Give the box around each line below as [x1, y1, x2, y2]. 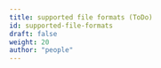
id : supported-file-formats [9, 21, 114, 30]
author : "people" [9, 46, 74, 55]
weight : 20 [9, 37, 50, 47]
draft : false [9, 29, 58, 38]
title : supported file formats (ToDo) [9, 12, 153, 22]
